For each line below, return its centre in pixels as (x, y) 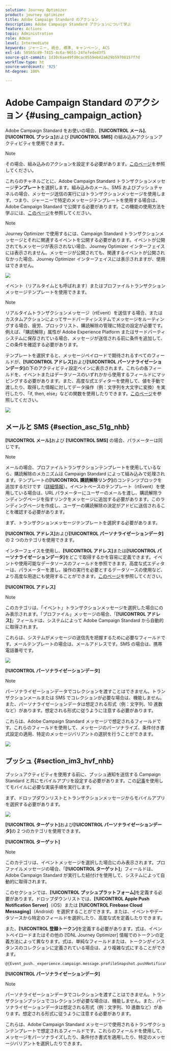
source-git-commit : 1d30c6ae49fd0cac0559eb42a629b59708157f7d (73, 57)
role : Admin (18, 39)
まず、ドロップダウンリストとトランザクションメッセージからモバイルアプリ (85, 798)
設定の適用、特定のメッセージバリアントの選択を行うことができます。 (83, 734)
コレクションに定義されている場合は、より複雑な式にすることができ (94, 948)
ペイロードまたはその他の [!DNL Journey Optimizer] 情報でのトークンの (84, 935)
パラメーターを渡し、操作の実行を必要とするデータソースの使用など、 (92, 570)
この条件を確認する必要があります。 (43, 345)
